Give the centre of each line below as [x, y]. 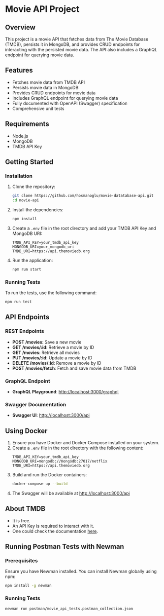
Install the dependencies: [38, 210]
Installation [19, 176]
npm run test [18, 302]
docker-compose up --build [40, 484]
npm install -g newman [28, 586]
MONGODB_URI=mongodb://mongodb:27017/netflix [60, 462]
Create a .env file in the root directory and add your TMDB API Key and [84, 228]
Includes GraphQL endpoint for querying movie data [65, 98]
